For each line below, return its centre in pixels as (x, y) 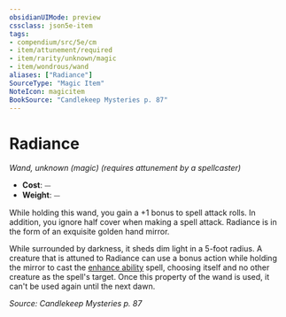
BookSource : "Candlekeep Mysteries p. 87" (89, 100)
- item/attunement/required (61, 50)
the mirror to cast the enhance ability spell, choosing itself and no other (139, 267)
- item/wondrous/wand (49, 67)
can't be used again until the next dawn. (82, 286)
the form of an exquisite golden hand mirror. (89, 232)
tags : (19, 34)
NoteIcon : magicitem (47, 91)
